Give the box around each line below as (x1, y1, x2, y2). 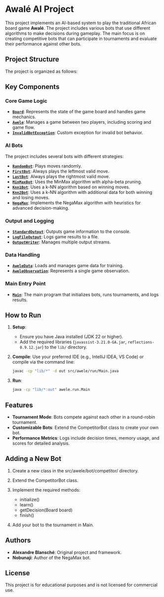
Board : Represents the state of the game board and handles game (12, 109, 146, 115)
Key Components (5, 83, 60, 91)
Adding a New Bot (5, 455, 62, 463)
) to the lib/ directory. (41, 344, 87, 350)
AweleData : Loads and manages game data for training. (12, 263, 124, 269)
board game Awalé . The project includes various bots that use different (5, 25, 151, 31)
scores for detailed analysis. (12, 440, 70, 446)
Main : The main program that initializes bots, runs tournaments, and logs (12, 291, 159, 297)
